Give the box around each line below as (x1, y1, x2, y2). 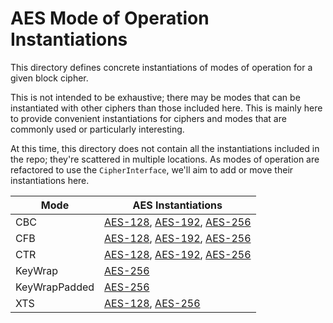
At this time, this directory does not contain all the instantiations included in (10, 142, 320, 154)
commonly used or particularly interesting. (10, 123, 185, 135)
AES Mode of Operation (10, 7, 210, 30)
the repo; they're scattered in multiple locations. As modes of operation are (10, 153, 320, 165)
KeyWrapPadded (15, 280, 95, 294)
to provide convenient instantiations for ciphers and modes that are (10, 112, 287, 124)
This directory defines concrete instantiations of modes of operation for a (10, 61, 313, 73)
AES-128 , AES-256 (104, 296, 201, 310)
